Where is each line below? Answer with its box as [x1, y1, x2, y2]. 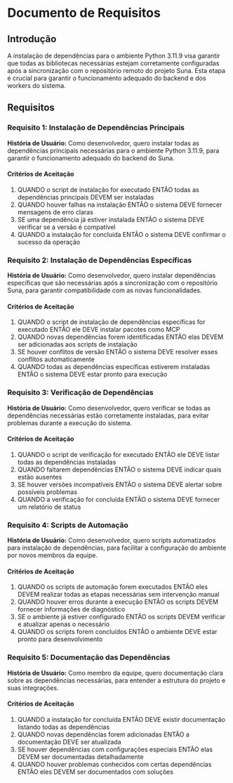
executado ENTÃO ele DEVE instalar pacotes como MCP [17, 325, 180, 334]
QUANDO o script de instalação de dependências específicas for [17, 318, 206, 326]
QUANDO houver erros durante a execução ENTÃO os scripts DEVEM [17, 597, 219, 606]
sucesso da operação [17, 238, 81, 246]
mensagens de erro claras [17, 207, 93, 216]
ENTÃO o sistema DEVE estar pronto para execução [17, 370, 168, 379]
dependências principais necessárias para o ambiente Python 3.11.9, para [7, 146, 220, 155]
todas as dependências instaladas [17, 458, 116, 466]
